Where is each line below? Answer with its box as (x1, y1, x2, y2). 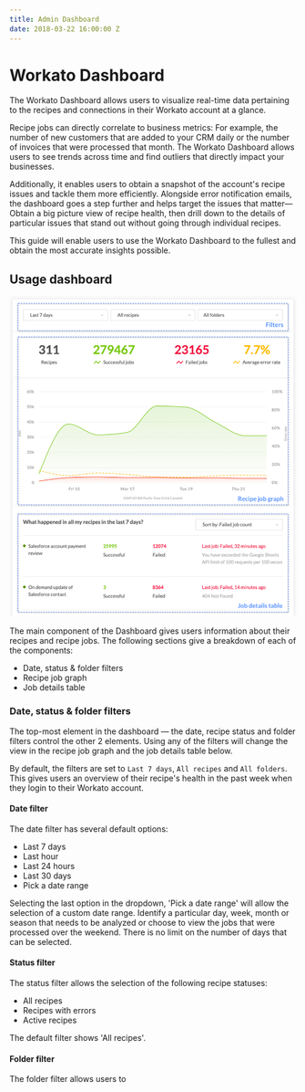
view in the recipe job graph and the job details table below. (9, 745, 233, 756)
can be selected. (9, 936, 73, 947)
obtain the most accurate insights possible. (9, 245, 171, 256)
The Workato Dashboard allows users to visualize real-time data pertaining (9, 95, 290, 106)
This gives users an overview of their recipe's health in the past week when (9, 772, 293, 783)
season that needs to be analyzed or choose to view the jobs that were (9, 917, 276, 928)
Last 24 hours (22, 860, 76, 871)
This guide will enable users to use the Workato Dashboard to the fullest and (9, 236, 296, 247)
